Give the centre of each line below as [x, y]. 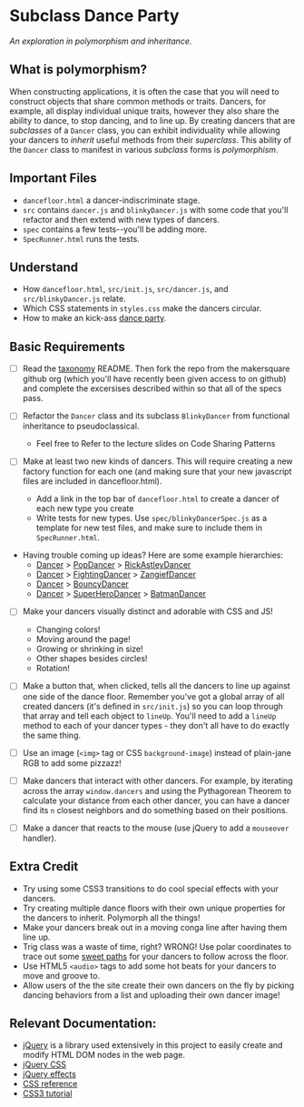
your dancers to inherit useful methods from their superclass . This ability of [151, 140]
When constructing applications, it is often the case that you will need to [144, 91]
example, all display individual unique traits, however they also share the [144, 111]
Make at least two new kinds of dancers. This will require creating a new [157, 461]
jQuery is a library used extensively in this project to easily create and [152, 1045]
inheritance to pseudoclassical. [81, 426]
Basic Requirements [67, 347]
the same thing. [52, 735]
